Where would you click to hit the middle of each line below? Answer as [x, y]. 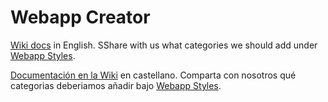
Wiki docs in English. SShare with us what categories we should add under [164, 45]
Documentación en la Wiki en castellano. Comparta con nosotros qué [153, 75]
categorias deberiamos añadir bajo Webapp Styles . [116, 85]
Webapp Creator [80, 17]
